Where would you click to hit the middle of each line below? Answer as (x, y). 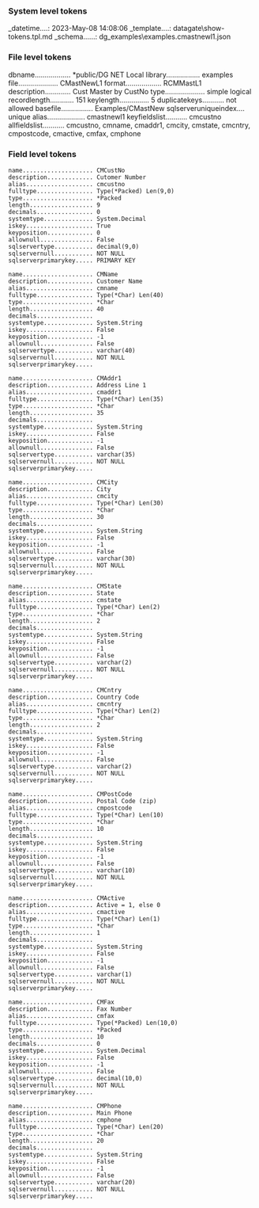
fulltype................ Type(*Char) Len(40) (86, 295)
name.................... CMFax (61, 1002)
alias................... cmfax (61, 1016)
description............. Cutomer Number (77, 177)
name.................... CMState (65, 586)
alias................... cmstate (65, 600)
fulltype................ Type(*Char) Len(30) (86, 503)
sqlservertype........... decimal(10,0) (76, 1078)
